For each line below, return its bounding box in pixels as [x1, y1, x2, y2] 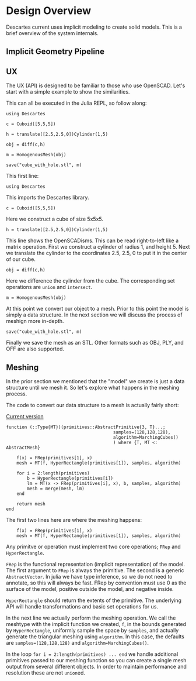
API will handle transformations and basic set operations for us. [6, 603, 159, 610]
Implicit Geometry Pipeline [6, 47, 105, 57]
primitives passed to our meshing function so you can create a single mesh [6, 656, 187, 663]
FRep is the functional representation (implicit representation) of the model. [6, 560, 185, 567]
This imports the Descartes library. [6, 194, 89, 201]
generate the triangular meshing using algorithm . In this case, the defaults [6, 633, 185, 640]
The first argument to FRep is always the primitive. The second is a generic [6, 566, 185, 574]
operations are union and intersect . [6, 284, 93, 291]
